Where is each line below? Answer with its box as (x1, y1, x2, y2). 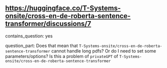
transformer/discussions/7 (5, 19, 91, 28)
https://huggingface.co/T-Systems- (5, 4, 121, 12)
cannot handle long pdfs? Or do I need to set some (51, 47, 156, 54)
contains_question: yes (5, 32, 53, 39)
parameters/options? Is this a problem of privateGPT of (5, 53, 118, 59)
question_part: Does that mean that (5, 42, 78, 48)
